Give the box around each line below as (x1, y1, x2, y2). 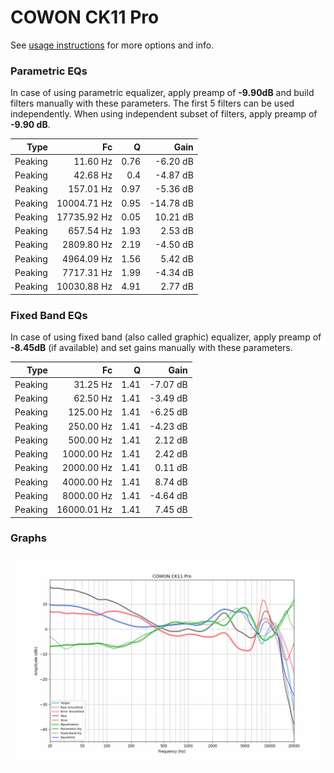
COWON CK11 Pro (10, 6, 160, 29)
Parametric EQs (10, 64, 88, 78)
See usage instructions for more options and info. (10, 39, 215, 51)
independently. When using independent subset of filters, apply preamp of (10, 108, 318, 120)
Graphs (10, 531, 47, 545)
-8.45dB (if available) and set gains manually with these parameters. (10, 342, 293, 354)
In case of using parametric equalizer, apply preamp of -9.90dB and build (10, 87, 315, 99)
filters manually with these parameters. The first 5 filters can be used (10, 97, 295, 110)
